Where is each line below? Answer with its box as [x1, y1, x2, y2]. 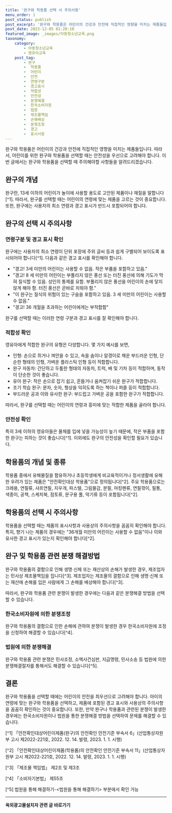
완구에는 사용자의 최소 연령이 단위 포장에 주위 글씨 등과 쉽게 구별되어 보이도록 [5, 248, 160, 254]
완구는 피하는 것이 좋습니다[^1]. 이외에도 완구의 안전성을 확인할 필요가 [10, 435, 149, 441]
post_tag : [14, 55, 36, 60]
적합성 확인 [5, 329, 31, 336]
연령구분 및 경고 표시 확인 [5, 236, 64, 243]
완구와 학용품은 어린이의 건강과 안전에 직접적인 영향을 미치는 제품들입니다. [5, 146, 153, 152]
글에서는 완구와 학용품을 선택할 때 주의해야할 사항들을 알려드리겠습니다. [10, 159, 153, 165]
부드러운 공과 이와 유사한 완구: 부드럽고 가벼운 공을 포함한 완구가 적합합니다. [12, 391, 165, 397]
